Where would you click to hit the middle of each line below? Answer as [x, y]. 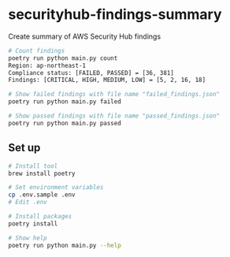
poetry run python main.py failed [65, 102]
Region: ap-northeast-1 [47, 65]
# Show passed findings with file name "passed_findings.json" [114, 116]
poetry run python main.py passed [65, 123]
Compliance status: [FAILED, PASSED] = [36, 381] [91, 73]
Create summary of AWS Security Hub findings [85, 36]
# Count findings [37, 50]
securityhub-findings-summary [115, 15]
